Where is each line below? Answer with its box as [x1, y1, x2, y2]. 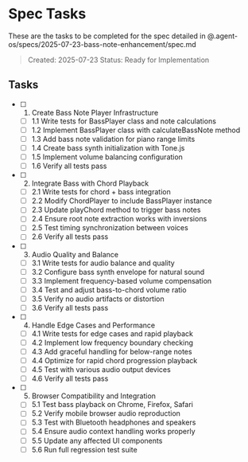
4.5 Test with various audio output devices [31, 365, 171, 374]
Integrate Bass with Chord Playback [31, 178, 149, 188]
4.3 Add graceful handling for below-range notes [31, 347, 192, 356]
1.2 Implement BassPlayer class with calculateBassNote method [31, 125, 241, 135]
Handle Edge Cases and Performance [31, 320, 156, 330]
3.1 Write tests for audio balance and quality [31, 258, 175, 268]
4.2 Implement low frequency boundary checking [31, 338, 193, 347]
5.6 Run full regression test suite [31, 444, 138, 454]
